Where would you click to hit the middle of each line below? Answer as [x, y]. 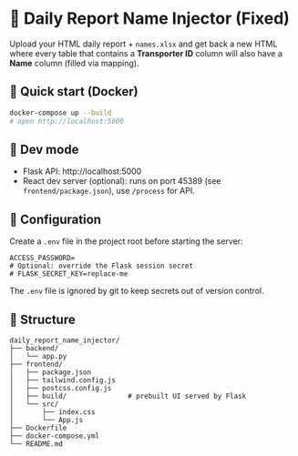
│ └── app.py [38, 356]
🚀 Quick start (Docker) [74, 91]
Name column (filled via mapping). [74, 63]
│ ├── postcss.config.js [61, 388]
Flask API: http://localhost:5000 [82, 171]
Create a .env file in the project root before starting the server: [126, 241]
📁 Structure [42, 319]
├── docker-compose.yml [55, 436]
